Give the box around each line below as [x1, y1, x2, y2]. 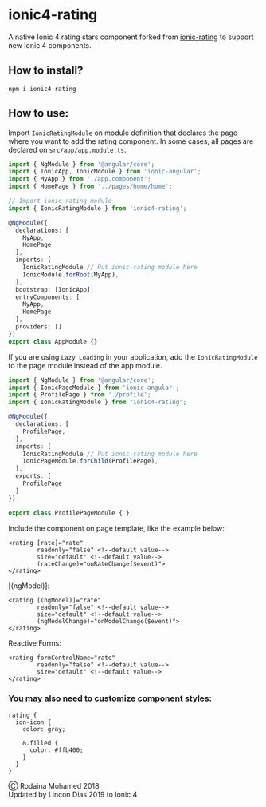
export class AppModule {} [8, 337, 98, 345]
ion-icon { [15, 718, 52, 726]
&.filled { [22, 739, 59, 747]
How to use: [8, 106, 69, 121]
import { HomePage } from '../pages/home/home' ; [8, 182, 173, 191]
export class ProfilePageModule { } [8, 509, 130, 517]
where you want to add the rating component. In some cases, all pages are [8, 136, 254, 145]
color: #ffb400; [29, 745, 84, 754]
